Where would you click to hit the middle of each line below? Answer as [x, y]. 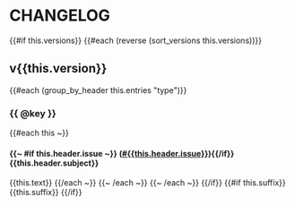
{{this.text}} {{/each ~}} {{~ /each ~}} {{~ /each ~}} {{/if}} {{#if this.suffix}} [148, 183]
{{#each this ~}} [39, 133]
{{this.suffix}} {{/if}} [46, 193]
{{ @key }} [33, 113]
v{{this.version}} [58, 69]
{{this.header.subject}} [54, 163]
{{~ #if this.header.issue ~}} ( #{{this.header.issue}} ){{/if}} [122, 153]
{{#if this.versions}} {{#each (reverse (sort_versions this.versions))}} [136, 40]
